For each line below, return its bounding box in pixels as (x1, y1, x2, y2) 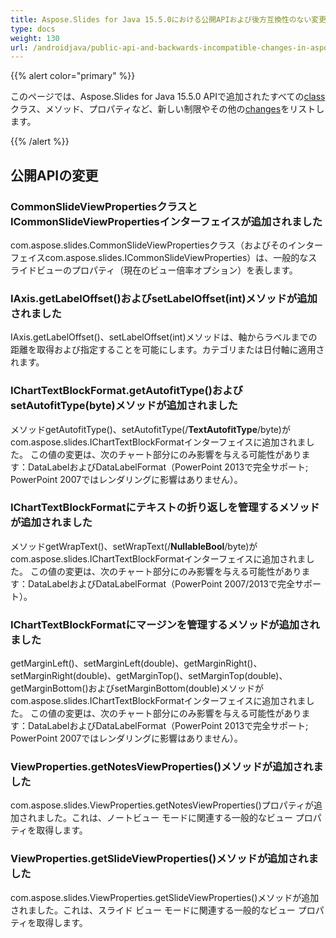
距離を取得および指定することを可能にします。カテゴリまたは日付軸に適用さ (10, 344, 325, 356)
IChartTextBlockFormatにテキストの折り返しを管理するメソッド (10, 501, 320, 515)
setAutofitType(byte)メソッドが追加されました (10, 399, 238, 413)
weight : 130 (10, 33, 60, 43)
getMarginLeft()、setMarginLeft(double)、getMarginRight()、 (10, 657, 263, 670)
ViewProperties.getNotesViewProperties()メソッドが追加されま (10, 760, 324, 774)
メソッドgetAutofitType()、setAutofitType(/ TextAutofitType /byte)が (10, 423, 291, 435)
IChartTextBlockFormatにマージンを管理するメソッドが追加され (10, 617, 320, 631)
